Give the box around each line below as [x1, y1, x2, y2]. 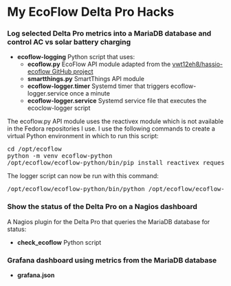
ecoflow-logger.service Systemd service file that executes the [27, 97, 207, 105]
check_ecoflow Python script [16, 238, 102, 246]
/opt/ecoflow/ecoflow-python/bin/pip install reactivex [7, 159, 199, 167]
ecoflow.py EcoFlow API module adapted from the [27, 60, 171, 69]
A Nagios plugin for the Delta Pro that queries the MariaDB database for [7, 217, 210, 225]
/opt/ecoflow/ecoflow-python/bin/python [7, 185, 146, 193]
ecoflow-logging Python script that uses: [16, 53, 135, 61]
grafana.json [16, 271, 55, 279]
